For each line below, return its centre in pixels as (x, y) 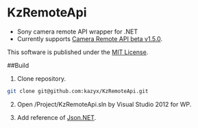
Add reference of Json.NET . (57, 117)
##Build (18, 65)
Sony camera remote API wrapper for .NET (77, 31)
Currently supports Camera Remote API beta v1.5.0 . (90, 38)
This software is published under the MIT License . (78, 52)
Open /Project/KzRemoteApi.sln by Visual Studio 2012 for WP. (104, 104)
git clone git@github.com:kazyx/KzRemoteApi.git (78, 91)
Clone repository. (41, 78)
